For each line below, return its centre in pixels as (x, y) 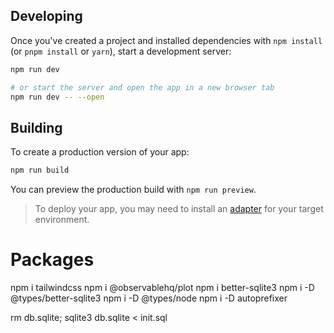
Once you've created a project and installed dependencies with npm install (166, 40)
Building (36, 127)
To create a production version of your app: (100, 152)
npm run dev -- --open (57, 97)
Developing (46, 16)
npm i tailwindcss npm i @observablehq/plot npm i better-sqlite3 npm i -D (162, 288)
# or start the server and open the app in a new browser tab (142, 87)
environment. (62, 220)
